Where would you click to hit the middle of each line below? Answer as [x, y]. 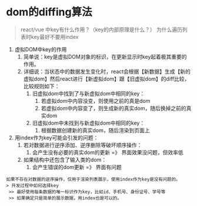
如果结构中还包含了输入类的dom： [65, 160]
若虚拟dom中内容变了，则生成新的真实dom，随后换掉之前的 [113, 108]
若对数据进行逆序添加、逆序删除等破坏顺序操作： [83, 145]
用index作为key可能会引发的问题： [56, 137]
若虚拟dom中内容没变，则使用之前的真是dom [96, 101]
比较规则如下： [41, 86]
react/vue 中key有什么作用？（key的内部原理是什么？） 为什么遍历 [101, 29]
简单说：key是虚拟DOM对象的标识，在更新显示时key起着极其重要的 [105, 57]
